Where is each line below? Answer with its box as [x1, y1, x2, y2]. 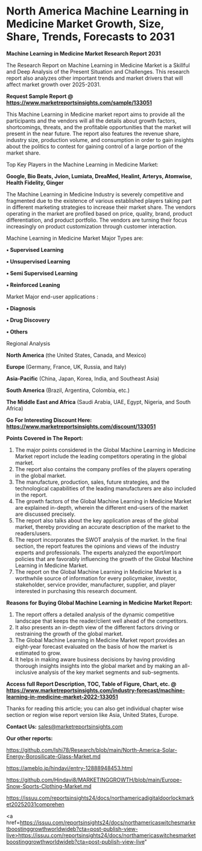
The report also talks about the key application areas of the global [14, 516, 179, 524]
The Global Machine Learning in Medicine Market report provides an [14, 636, 185, 644]
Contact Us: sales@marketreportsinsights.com [6, 723, 124, 730]
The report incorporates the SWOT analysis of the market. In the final [14, 536, 187, 543]
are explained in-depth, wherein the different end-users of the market [14, 504, 188, 511]
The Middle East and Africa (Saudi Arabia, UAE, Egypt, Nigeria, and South [6, 398, 191, 405]
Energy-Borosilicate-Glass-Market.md [6, 753, 101, 760]
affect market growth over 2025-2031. [6, 80, 101, 88]
